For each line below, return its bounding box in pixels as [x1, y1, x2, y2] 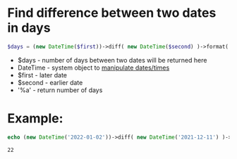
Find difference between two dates [7, 5, 217, 21]
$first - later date [17, 70, 68, 79]
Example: [7, 110, 63, 126]
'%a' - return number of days [17, 86, 103, 94]
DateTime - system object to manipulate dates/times [17, 63, 170, 72]
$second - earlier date [17, 78, 83, 87]
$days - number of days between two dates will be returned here [17, 56, 207, 64]
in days [7, 20, 51, 36]
